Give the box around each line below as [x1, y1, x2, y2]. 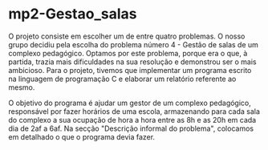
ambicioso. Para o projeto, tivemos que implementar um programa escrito [8, 65, 252, 75]
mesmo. [8, 82, 35, 92]
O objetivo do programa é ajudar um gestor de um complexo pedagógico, [8, 98, 251, 107]
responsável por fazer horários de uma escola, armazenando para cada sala [8, 106, 261, 116]
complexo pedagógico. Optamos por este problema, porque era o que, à [8, 48, 248, 58]
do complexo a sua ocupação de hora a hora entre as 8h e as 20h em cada [8, 115, 257, 124]
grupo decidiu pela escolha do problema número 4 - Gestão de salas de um [8, 39, 259, 49]
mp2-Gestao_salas [8, 5, 137, 23]
